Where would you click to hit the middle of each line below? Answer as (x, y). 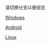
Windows (15, 17)
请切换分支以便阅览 (25, 7)
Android (13, 27)
